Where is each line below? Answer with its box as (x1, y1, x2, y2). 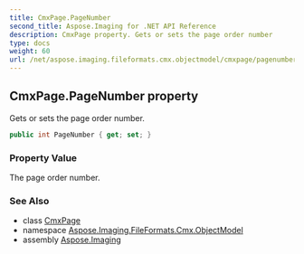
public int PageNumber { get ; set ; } (9, 130, 152, 139)
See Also (9, 194, 50, 207)
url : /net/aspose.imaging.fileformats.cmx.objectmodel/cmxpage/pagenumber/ (9, 55, 301, 64)
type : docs (9, 38, 51, 48)
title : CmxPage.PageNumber (9, 13, 111, 23)
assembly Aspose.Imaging (22, 234, 122, 245)
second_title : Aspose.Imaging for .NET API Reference (9, 22, 217, 31)
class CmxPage (22, 215, 81, 226)
